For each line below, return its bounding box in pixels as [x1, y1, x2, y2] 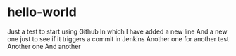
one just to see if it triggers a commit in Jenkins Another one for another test [7, 34, 229, 43]
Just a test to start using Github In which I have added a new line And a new [7, 27, 228, 36]
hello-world [7, 4, 77, 20]
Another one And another [7, 42, 81, 50]
